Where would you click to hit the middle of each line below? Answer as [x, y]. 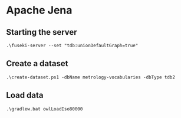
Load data [25, 95]
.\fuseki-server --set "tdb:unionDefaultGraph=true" [72, 45]
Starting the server [42, 32]
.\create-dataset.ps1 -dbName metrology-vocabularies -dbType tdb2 [91, 77]
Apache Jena [39, 10]
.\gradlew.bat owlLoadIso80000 [45, 109]
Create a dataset [37, 63]
